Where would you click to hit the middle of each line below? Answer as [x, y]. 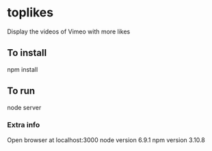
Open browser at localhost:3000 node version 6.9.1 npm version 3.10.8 [106, 140]
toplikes [30, 13]
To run [21, 91]
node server [24, 107]
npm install [23, 69]
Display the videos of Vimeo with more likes [69, 31]
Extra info [24, 125]
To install [27, 53]
